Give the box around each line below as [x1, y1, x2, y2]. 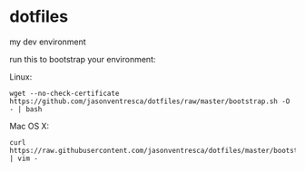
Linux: [9, 71, 33, 82]
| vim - [9, 154, 39, 163]
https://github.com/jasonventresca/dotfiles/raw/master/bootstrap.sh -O [9, 97, 290, 106]
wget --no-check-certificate [9, 89, 120, 98]
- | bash [9, 104, 43, 114]
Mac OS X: [9, 120, 50, 131]
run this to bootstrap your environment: [9, 53, 156, 64]
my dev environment [9, 36, 86, 47]
